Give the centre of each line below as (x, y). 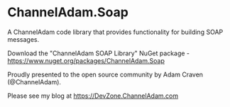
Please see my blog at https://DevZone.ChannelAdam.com (93, 96)
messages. (23, 39)
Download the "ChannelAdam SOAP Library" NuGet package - (99, 53)
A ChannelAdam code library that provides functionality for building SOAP (115, 32)
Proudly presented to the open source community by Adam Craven (105, 74)
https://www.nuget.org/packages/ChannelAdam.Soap (86, 60)
